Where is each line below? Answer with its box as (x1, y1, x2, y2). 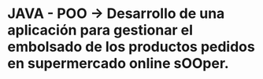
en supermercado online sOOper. (7, 55, 229, 73)
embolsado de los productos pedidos (7, 38, 255, 56)
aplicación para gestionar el (7, 21, 194, 39)
